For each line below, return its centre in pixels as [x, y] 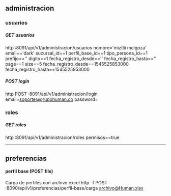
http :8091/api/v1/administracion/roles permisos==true [62, 137]
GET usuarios [20, 35]
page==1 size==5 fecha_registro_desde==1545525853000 [67, 64]
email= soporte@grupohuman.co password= [52, 99]
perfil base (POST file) [29, 171]
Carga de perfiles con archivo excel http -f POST [56, 182]
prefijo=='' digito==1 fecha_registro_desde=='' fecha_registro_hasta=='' [81, 59]
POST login [17, 81]
